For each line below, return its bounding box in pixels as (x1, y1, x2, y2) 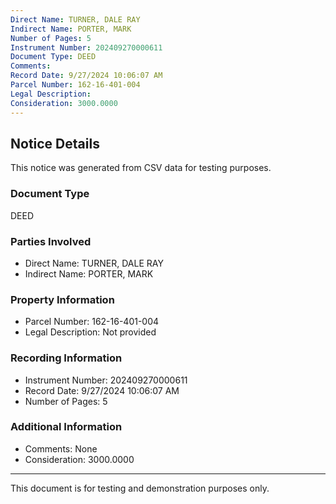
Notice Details (10, 135, 100, 152)
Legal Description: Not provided (24, 326, 157, 338)
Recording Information (10, 351, 123, 365)
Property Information (10, 292, 115, 306)
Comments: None (24, 442, 98, 455)
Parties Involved (10, 234, 92, 248)
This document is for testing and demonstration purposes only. (10, 482, 270, 494)
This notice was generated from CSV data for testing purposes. (10, 162, 272, 174)
